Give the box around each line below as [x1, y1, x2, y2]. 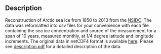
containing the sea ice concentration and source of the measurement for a [5, 27, 157, 34]
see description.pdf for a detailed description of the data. [5, 43, 122, 49]
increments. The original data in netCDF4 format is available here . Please [5, 38, 154, 44]
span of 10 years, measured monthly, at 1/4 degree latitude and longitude [5, 33, 154, 39]
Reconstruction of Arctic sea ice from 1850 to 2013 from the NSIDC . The [5, 17, 152, 23]
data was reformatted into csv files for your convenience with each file [5, 22, 149, 28]
